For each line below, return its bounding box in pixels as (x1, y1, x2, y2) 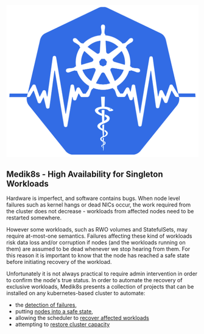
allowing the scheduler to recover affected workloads (15, 314, 149, 321)
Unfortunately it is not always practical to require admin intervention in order (6, 270, 198, 277)
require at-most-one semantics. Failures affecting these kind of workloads (6, 232, 192, 240)
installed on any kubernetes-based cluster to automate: (6, 289, 146, 297)
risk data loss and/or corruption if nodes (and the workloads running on (6, 238, 186, 246)
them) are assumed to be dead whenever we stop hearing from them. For (6, 245, 191, 252)
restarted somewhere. (6, 214, 62, 221)
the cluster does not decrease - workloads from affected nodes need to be (6, 207, 194, 215)
